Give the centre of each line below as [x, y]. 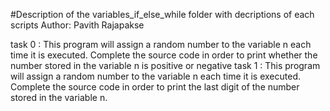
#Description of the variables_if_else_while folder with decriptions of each [162, 14]
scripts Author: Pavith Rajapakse [77, 25]
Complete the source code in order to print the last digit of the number [155, 87]
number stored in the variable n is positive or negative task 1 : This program [165, 65]
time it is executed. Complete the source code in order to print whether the [164, 55]
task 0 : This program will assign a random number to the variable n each [161, 44]
